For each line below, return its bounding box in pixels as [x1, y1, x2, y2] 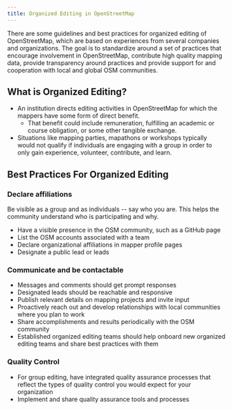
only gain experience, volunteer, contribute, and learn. [17, 148, 172, 157]
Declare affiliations [7, 189, 73, 199]
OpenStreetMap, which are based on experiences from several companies [7, 36, 220, 45]
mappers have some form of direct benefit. [17, 112, 141, 120]
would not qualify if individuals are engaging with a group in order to [17, 141, 213, 150]
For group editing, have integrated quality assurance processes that [17, 373, 211, 381]
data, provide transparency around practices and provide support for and [7, 58, 216, 66]
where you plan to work [17, 310, 85, 319]
